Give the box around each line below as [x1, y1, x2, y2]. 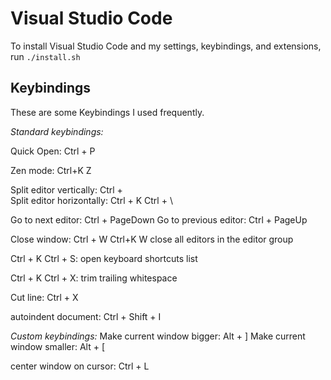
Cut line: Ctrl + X [10, 291, 79, 303]
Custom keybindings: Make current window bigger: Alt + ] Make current [10, 330, 306, 342]
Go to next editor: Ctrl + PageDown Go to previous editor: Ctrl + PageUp [10, 213, 308, 226]
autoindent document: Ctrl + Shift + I [10, 310, 162, 322]
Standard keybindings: [10, 125, 104, 137]
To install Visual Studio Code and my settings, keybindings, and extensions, [10, 40, 322, 52]
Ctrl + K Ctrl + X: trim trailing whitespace [10, 272, 178, 284]
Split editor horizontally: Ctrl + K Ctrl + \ [10, 194, 173, 206]
